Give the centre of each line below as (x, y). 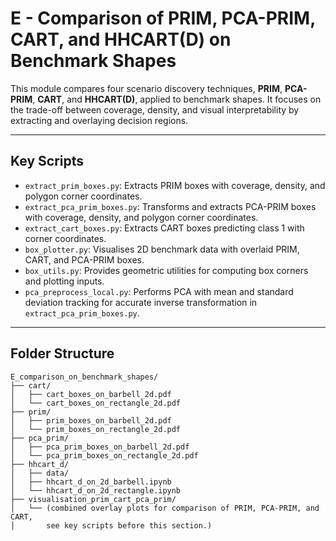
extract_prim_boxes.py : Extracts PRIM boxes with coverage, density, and (175, 185)
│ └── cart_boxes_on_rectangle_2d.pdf (96, 403)
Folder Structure (62, 353)
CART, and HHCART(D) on (121, 39)
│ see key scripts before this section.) (111, 525)
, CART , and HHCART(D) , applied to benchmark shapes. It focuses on (177, 99)
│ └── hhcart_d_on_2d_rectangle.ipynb (96, 490)
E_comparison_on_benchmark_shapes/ (84, 377)
